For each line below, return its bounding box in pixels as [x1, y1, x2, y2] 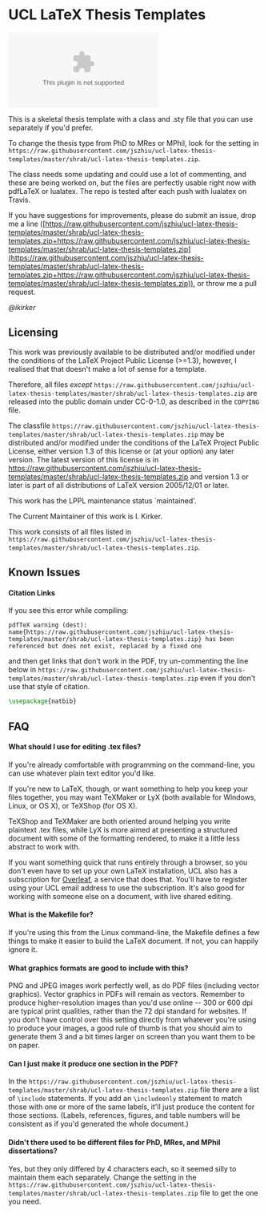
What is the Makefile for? [8, 909, 94, 919]
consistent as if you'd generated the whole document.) [8, 1119, 190, 1129]
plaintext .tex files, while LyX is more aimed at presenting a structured [8, 825, 238, 834]
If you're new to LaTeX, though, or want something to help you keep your [8, 784, 249, 793]
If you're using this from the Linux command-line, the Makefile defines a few [8, 928, 260, 938]
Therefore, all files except [8, 379, 93, 389]
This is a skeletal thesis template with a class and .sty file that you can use [8, 114, 254, 123]
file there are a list [199, 1085, 260, 1095]
